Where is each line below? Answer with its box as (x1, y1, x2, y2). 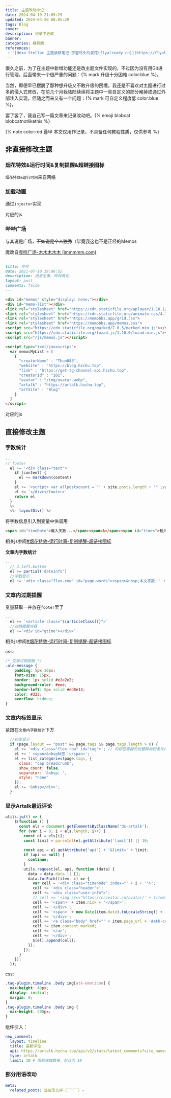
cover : (5, 27, 19, 32)
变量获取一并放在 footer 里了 (5, 604, 64, 610)
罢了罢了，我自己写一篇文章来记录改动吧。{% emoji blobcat (5, 112, 131, 118)
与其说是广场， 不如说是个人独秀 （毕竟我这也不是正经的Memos (5, 238, 137, 244)
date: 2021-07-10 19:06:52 (5, 269, 63, 274)
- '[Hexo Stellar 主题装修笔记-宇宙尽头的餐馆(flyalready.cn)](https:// (7, 50, 155, 55)
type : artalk (10, 1053, 38, 1058)
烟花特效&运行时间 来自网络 (5, 174, 56, 180)
